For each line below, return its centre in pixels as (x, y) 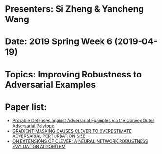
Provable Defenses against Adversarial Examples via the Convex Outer (83, 120)
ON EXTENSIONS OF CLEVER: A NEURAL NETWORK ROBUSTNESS (80, 141)
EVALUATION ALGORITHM (39, 146)
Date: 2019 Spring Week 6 (59, 42)
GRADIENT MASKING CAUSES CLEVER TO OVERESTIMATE (72, 131)
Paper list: (26, 107)
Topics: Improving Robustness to (73, 74)
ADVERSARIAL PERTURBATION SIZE (49, 136)
